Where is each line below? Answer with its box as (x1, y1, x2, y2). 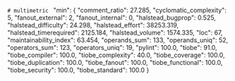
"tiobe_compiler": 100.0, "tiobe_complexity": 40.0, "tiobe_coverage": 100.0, (7, 51, 225, 59)
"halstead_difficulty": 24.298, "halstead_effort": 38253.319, (7, 21, 179, 29)
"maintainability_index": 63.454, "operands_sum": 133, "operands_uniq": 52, (7, 36, 229, 44)
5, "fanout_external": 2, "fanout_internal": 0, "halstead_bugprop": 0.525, (7, 13, 217, 22)
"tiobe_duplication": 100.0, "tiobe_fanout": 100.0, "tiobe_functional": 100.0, (7, 58, 223, 66)
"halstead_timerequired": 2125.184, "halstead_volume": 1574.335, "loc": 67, (7, 28, 223, 37)
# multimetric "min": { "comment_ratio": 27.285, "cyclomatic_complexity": (7, 6, 227, 14)
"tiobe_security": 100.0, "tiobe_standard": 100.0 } (7, 66, 150, 74)
